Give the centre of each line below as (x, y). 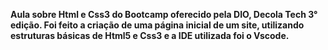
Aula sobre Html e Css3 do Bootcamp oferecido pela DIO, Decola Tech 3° (164, 14)
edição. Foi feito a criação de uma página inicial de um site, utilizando (157, 25)
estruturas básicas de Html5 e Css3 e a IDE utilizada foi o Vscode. (150, 35)
